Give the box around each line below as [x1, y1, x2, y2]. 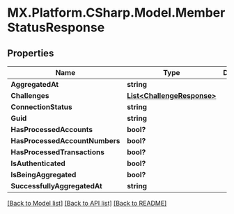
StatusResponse [7, 19, 105, 35]
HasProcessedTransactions [10, 147, 104, 157]
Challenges [10, 91, 49, 100]
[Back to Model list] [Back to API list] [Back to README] [7, 199, 167, 207]
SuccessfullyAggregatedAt [10, 181, 102, 190]
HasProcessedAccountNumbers [10, 136, 120, 145]
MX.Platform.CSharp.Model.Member [7, 5, 226, 21]
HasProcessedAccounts [10, 125, 93, 134]
